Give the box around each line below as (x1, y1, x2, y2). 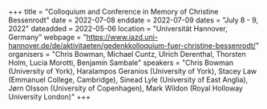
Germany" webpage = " (8, 32, 87, 42)
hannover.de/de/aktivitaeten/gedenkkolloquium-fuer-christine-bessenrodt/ (8, 41, 257, 50)
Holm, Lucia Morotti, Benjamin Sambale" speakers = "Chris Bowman (8, 58, 234, 67)
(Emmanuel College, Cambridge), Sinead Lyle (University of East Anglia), (8, 75, 249, 84)
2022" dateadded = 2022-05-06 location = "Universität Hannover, (8, 24, 228, 33)
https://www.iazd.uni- (86, 32, 159, 42)
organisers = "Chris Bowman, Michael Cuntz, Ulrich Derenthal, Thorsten (8, 50, 246, 59)
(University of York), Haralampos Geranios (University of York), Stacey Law (8, 67, 257, 75)
